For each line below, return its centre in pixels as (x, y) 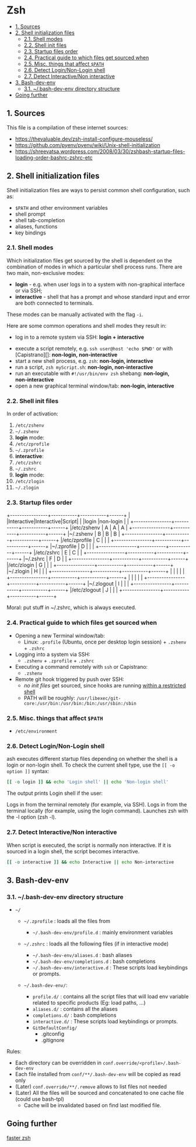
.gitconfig (53, 1034)
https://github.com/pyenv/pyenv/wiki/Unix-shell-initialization (87, 145)
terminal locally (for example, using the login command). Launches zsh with (97, 811)
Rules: (14, 1051)
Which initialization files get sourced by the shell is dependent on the (90, 260)
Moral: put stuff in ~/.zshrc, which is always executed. (71, 608)
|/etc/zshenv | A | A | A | (99, 527)
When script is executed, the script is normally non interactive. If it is (89, 845)
